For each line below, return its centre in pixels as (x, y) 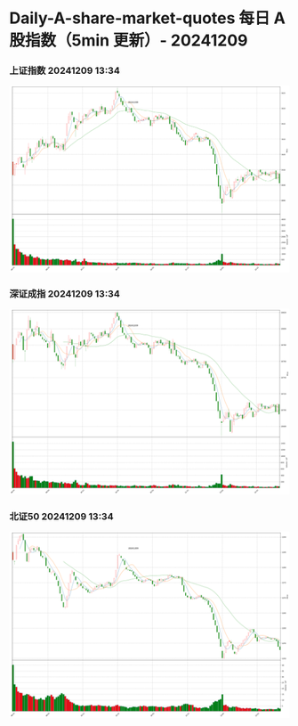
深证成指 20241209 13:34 (64, 293)
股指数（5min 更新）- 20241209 (129, 41)
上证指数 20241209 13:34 (64, 70)
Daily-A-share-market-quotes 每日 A (148, 18)
